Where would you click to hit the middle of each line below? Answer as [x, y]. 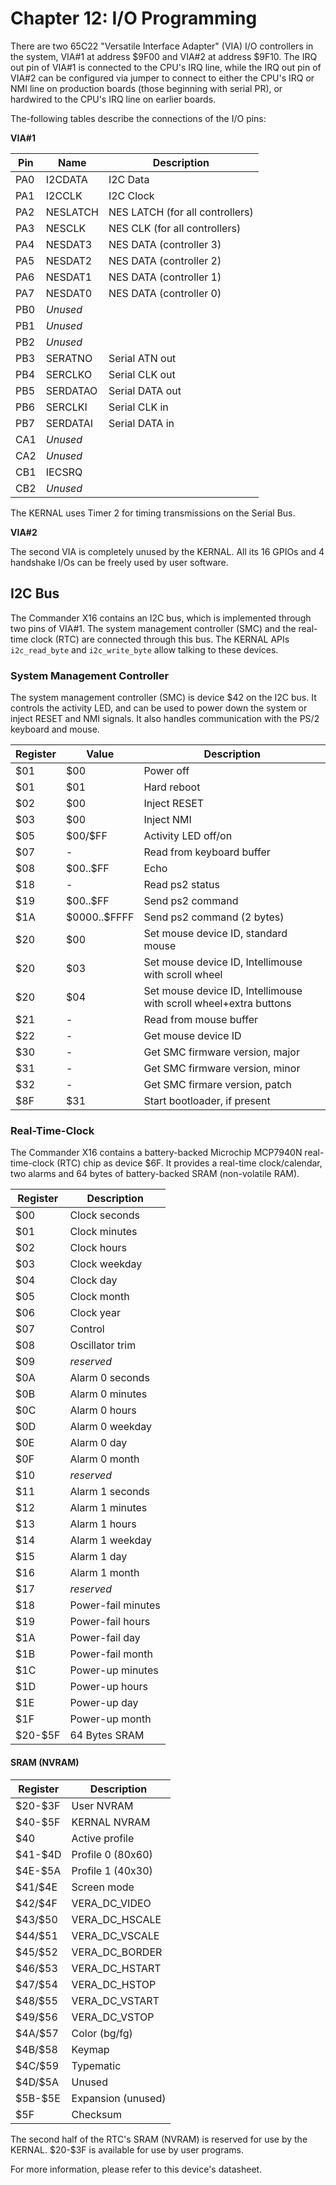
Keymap [90, 2049]
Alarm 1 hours [103, 1524]
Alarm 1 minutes [108, 1508]
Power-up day [104, 1703]
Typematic [96, 2065]
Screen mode [103, 1887]
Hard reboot [172, 787]
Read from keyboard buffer [207, 852]
